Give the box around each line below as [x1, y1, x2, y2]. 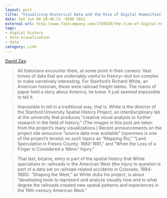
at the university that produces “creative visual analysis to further [17, 114, 152, 120]
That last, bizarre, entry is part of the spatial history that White [17, 155, 145, 162]
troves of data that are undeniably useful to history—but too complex [17, 73, 159, 79]
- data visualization [5, 35, 50, 40]
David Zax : [5, 58, 27, 64]
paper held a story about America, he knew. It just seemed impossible [17, 89, 161, 95]
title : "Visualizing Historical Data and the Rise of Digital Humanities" [5, 12, 164, 17]
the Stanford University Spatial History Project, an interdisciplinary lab [17, 109, 161, 115]
